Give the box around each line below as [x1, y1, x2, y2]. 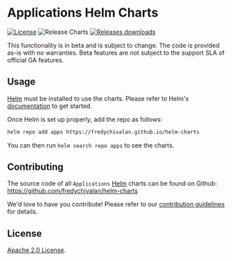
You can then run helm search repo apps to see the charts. [7, 141, 175, 150]
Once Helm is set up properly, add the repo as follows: [7, 115, 163, 123]
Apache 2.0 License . [7, 246, 66, 254]
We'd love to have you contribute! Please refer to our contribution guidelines [7, 200, 225, 208]
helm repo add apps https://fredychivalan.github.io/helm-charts [7, 128, 199, 136]
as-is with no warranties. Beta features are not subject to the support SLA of [7, 48, 225, 57]
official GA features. [7, 55, 64, 64]
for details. [7, 208, 38, 216]
